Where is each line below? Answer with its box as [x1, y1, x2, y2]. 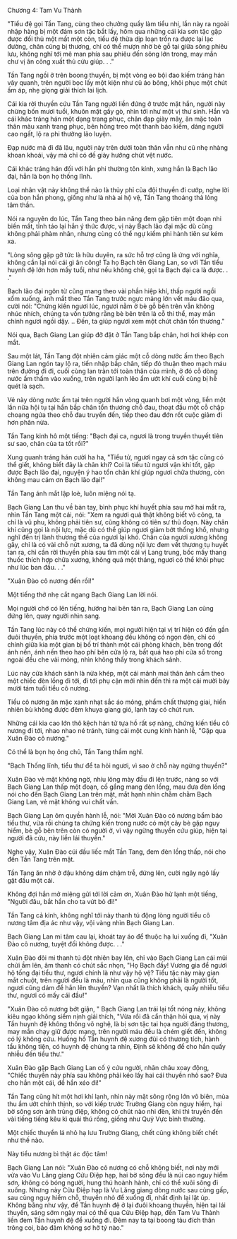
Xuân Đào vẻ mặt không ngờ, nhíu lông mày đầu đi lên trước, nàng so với [7, 775, 219, 783]
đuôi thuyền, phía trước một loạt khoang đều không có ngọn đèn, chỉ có [7, 633, 216, 641]
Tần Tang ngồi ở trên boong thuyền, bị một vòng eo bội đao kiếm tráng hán [7, 71, 225, 79]
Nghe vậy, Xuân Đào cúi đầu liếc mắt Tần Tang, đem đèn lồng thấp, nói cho [7, 847, 226, 856]
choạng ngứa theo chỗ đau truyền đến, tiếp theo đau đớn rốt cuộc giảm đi [7, 411, 223, 419]
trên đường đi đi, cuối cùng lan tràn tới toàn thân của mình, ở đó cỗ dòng [7, 367, 218, 375]
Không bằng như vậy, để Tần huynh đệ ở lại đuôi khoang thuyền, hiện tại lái [7, 1201, 226, 1209]
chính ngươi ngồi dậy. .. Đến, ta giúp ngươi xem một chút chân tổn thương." [7, 317, 225, 325]
